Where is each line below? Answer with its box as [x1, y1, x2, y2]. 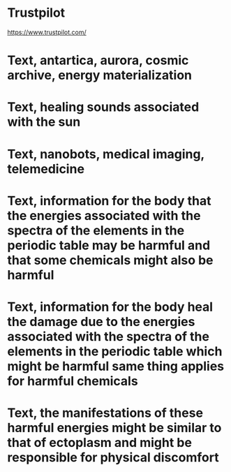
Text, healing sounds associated [7, 99, 200, 115]
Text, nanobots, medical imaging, [7, 146, 204, 162]
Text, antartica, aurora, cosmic [7, 52, 189, 68]
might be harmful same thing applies [7, 358, 225, 374]
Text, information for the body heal [7, 299, 214, 315]
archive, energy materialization [7, 68, 192, 83]
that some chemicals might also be [7, 252, 214, 268]
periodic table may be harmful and [7, 237, 211, 253]
